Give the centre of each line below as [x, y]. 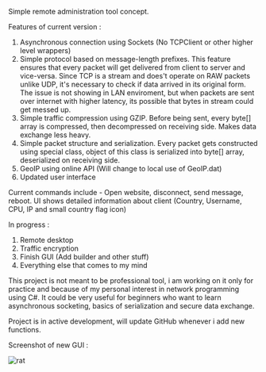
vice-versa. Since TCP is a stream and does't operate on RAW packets [135, 76]
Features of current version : [55, 27]
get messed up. [45, 109]
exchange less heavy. [55, 135]
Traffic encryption [49, 248]
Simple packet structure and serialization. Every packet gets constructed [139, 143]
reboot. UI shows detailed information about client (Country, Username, [125, 201]
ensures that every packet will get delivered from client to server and [133, 67]
